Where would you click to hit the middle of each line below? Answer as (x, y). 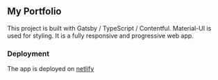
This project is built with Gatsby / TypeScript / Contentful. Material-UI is (109, 28)
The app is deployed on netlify (51, 69)
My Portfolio (34, 11)
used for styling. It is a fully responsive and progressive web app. (101, 35)
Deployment (28, 54)
